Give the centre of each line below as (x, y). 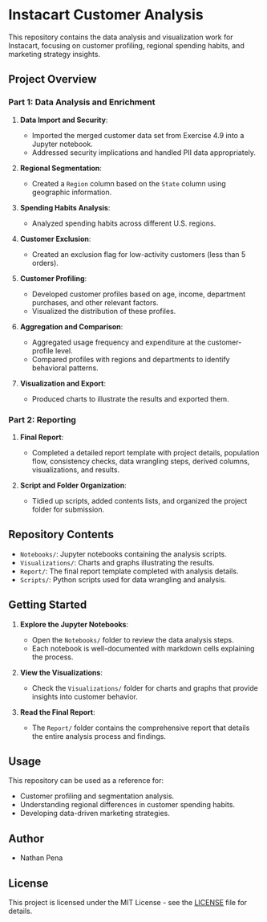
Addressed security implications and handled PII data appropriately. (144, 152)
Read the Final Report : (57, 712)
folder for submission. (68, 509)
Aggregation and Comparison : (71, 326)
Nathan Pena (41, 858)
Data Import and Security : (64, 120)
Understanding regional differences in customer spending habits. (127, 805)
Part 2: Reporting (42, 419)
